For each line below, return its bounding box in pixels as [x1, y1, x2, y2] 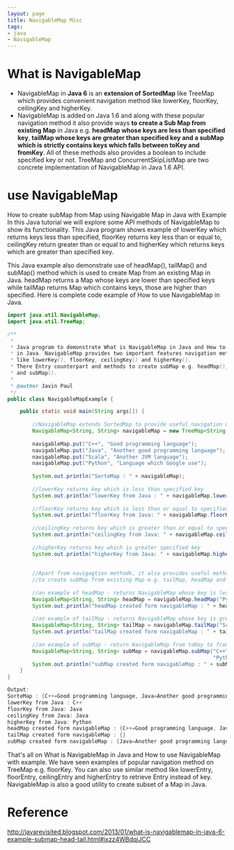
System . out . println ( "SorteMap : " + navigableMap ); [32, 473, 186, 480]
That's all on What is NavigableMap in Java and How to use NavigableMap [7, 750, 221, 759]
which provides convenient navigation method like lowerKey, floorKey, [17, 97, 219, 105]
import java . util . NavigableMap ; [7, 311, 101, 318]
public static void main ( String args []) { [19, 408, 145, 415]
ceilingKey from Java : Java [7, 712, 89, 719]
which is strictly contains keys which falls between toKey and [17, 141, 200, 150]
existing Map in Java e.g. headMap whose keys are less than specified [17, 126, 226, 134]
